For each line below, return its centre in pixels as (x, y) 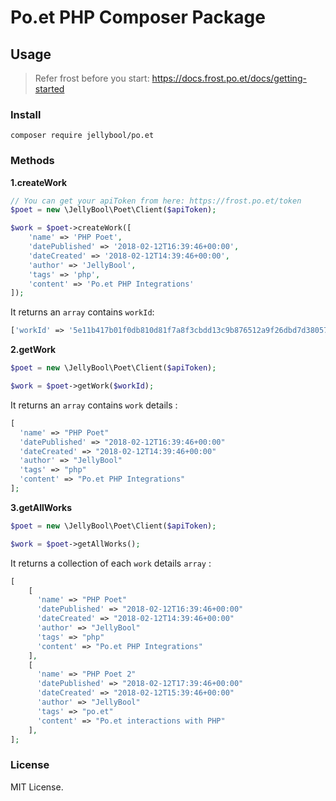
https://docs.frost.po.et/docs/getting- (229, 78)
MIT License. (37, 787)
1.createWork (39, 182)
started (49, 89)
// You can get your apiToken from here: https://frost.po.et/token (156, 201)
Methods (32, 161)
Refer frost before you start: (92, 78)
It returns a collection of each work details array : (111, 563)
